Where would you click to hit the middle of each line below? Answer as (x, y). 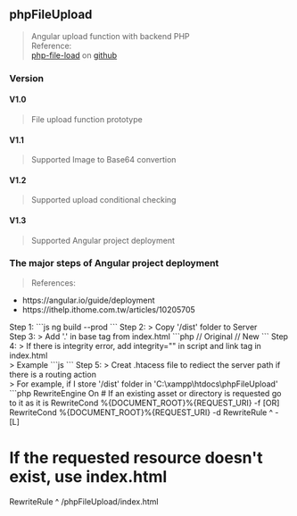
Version (27, 78)
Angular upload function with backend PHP (110, 36)
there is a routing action (53, 374)
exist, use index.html (88, 477)
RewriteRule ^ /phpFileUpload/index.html (84, 501)
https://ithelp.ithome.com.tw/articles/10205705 (109, 309)
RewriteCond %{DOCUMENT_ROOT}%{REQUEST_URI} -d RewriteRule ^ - (144, 412)
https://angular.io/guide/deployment (88, 300)
